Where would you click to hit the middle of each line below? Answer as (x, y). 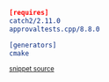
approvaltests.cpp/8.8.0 (54, 29)
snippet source (32, 69)
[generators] (33, 45)
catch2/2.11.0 (35, 21)
